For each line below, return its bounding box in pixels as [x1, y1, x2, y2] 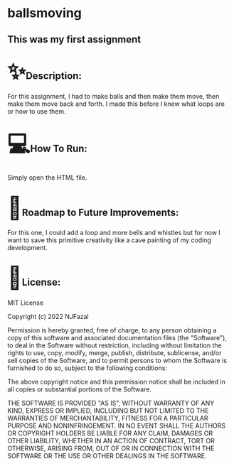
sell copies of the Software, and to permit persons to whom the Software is [7, 356, 228, 364]
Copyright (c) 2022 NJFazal [7, 312, 89, 320]
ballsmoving [7, 5, 82, 21]
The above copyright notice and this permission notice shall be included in [7, 377, 225, 386]
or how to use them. [7, 107, 66, 116]
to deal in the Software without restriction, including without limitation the [7, 341, 222, 349]
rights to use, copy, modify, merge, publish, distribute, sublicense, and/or [7, 348, 222, 357]
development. [7, 244, 48, 252]
